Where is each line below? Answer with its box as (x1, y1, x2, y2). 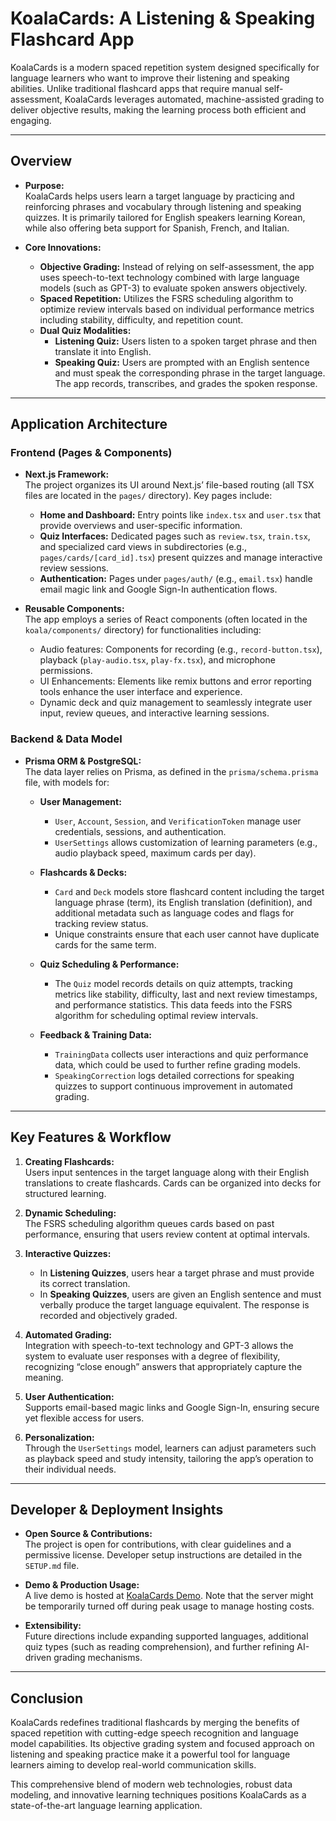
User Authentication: (24, 1390, 115, 1402)
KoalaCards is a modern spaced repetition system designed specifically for (10, 61, 320, 73)
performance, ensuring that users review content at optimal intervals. (24, 1228, 311, 1240)
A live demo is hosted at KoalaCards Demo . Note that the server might (24, 1590, 314, 1602)
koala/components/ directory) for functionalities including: (24, 624, 262, 636)
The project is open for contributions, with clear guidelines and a (24, 1538, 292, 1551)
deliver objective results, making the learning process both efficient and (10, 103, 307, 116)
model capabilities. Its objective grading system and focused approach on (10, 1738, 315, 1750)
